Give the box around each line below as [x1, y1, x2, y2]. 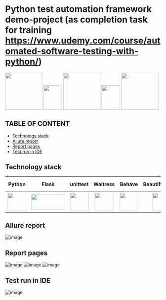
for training [5, 25, 52, 36]
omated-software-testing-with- [5, 46, 139, 57]
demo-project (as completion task [5, 14, 148, 25]
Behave [120, 181, 138, 188]
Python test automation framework [5, 3, 152, 15]
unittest [70, 181, 89, 188]
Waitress [93, 181, 115, 188]
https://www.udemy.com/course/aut [5, 35, 161, 47]
